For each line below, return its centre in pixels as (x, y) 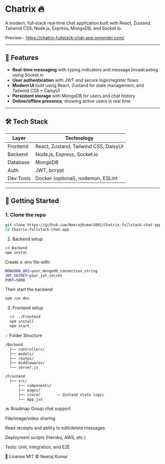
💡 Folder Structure (24, 335)
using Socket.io (28, 75)
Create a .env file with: (28, 262)
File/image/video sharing (30, 418)
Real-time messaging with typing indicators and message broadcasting (85, 69)
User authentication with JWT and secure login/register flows (75, 80)
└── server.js (24, 368)
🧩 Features (22, 58)
